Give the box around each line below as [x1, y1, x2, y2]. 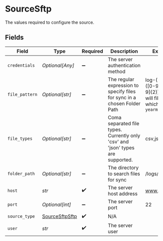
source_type [7, 214, 35, 219]
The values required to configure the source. [5, 19, 95, 25]
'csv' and [108, 138, 129, 145]
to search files [108, 170, 141, 177]
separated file [108, 120, 140, 127]
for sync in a [108, 94, 136, 101]
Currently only [108, 132, 141, 139]
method [108, 68, 126, 75]
